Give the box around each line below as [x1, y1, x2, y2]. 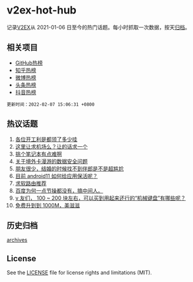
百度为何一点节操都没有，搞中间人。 [15, 187, 104, 194]
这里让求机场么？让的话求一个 [15, 143, 88, 150]
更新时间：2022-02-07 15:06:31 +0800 [6, 101, 95, 108]
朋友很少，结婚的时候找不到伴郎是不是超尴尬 [15, 165, 124, 172]
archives [6, 236, 28, 244]
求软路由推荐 [15, 180, 46, 187]
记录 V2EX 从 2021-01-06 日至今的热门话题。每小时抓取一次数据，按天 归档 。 [6, 23, 191, 31]
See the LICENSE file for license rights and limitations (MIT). [6, 269, 152, 276]
